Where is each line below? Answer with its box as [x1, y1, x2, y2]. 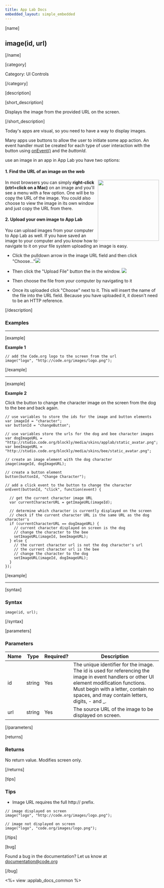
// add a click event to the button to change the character [5, 483, 132, 488]
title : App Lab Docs [5, 7, 47, 12]
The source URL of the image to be [73, 706, 154, 713]
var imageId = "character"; [5, 419, 62, 424]
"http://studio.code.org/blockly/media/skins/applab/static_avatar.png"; [5, 440, 159, 445]
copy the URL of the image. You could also [5, 195, 91, 201]
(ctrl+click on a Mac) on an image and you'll [5, 184, 95, 191]
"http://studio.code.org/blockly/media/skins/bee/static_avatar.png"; [5, 449, 152, 454]
